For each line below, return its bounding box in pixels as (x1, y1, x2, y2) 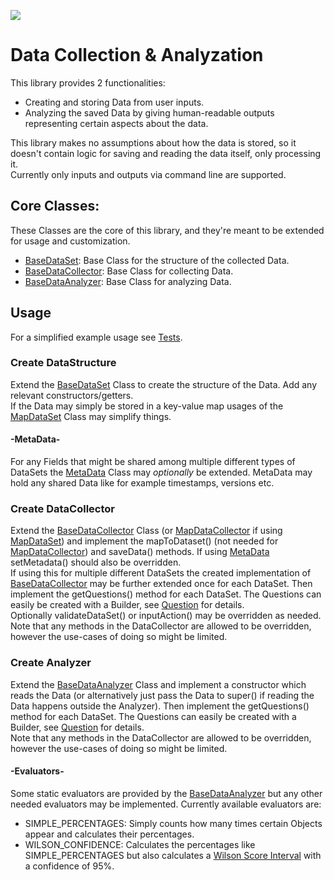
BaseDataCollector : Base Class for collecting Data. (24, 265, 234, 277)
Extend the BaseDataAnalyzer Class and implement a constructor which (10, 678, 307, 690)
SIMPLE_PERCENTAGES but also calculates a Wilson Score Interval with (24, 849, 322, 861)
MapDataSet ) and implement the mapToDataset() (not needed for (10, 535, 279, 547)
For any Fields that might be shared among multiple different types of (10, 456, 296, 468)
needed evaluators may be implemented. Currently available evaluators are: (10, 798, 322, 810)
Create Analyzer (10, 656, 92, 670)
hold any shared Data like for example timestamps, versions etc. (10, 477, 275, 489)
